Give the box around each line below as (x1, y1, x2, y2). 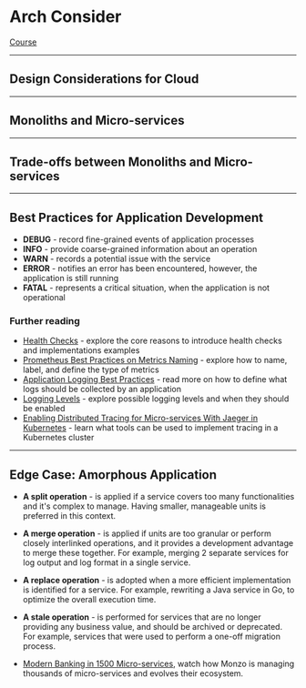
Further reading (9, 315, 80, 328)
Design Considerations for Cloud (9, 71, 199, 87)
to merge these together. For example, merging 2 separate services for (22, 548, 289, 559)
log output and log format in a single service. (22, 557, 191, 568)
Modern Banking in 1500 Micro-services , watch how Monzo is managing (22, 658, 295, 670)
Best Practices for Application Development (9, 209, 264, 225)
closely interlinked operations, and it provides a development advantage (22, 538, 294, 549)
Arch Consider (9, 6, 122, 27)
